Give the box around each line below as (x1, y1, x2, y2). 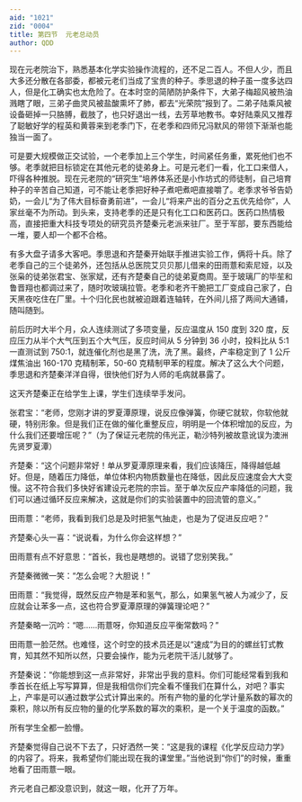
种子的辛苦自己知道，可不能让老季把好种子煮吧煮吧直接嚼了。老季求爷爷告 (9, 185, 285, 195)
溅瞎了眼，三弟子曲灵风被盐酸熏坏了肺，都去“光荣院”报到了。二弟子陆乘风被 (9, 98, 292, 109)
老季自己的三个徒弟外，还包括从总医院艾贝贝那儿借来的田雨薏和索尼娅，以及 (9, 260, 293, 271)
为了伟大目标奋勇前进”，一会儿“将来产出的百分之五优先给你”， (52, 195, 283, 207)
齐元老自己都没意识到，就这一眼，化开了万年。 (9, 783, 182, 794)
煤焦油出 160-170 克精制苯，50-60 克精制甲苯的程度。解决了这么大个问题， (9, 357, 289, 369)
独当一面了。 (9, 131, 57, 142)
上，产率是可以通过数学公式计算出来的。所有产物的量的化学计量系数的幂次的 (9, 692, 293, 703)
